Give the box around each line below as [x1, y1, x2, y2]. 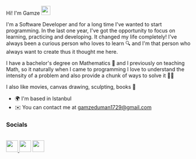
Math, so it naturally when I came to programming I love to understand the [6, 66, 185, 72]
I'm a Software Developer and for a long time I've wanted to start [6, 21, 162, 27]
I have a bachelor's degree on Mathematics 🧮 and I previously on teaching [6, 60, 185, 67]
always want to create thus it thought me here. [6, 49, 118, 55]
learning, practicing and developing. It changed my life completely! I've [6, 33, 177, 40]
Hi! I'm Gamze [6, 9, 40, 16]
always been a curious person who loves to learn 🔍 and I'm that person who [6, 40, 191, 47]
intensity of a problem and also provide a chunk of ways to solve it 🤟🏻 [6, 72, 174, 79]
